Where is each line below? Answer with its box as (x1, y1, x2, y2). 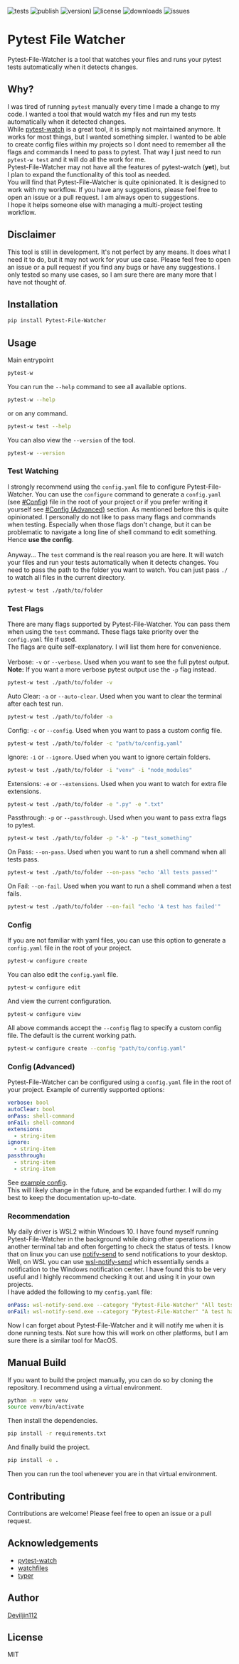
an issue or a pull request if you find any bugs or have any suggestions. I (7, 263, 221, 271)
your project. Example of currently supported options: (7, 1086, 165, 1094)
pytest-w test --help (7, 423, 72, 430)
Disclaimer (7, 228, 56, 241)
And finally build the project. (7, 1443, 90, 1451)
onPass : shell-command (7, 1112, 75, 1120)
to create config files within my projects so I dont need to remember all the (7, 139, 226, 149)
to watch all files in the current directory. (7, 573, 126, 581)
